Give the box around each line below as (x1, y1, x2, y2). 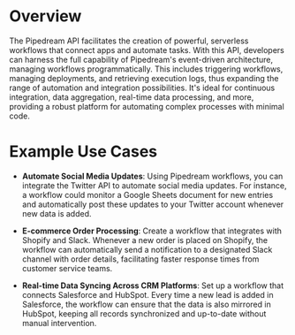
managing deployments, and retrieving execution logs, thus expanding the (9, 72, 279, 83)
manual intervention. (21, 317, 97, 328)
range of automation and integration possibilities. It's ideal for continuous (9, 82, 276, 93)
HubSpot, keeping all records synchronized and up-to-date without (21, 308, 267, 319)
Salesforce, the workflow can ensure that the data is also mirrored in (21, 299, 271, 309)
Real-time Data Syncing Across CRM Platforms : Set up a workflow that (21, 280, 284, 291)
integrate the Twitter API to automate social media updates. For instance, (21, 179, 287, 191)
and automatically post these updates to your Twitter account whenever (21, 199, 284, 209)
